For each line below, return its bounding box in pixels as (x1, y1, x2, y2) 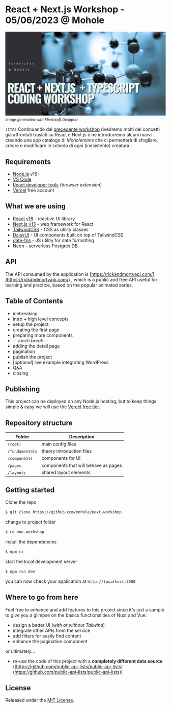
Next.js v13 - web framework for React (12, 221, 94, 227)
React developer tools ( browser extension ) (12, 182, 102, 188)
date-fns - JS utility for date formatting (12, 237, 94, 243)
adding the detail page (12, 343, 60, 349)
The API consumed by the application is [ (5, 271, 92, 277)
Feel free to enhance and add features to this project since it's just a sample (5, 606, 164, 612)
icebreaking (12, 310, 38, 316)
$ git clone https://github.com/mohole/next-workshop (5, 510, 122, 515)
